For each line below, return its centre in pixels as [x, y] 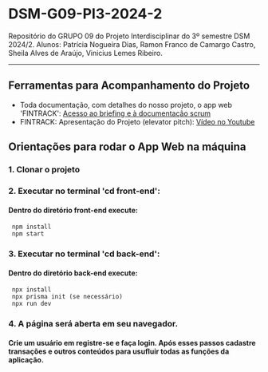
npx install [32, 290]
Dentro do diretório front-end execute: [73, 210]
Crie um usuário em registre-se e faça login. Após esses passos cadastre [132, 342]
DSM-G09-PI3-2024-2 [85, 14]
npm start [28, 234]
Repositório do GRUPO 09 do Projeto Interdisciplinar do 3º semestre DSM [129, 36]
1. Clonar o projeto [44, 170]
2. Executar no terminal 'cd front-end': [85, 191]
